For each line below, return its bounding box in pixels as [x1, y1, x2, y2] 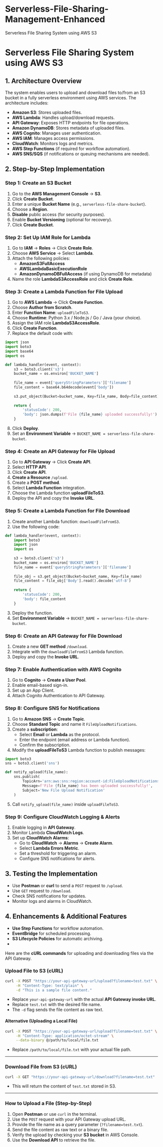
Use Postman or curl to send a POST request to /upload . [12, 882, 123, 888]
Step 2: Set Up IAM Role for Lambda [5, 234, 91, 241]
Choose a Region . [12, 206, 49, 212]
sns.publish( [14, 774, 40, 779]
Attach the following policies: [12, 255, 70, 261]
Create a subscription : [12, 726, 58, 732]
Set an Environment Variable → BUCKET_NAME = [12, 430, 106, 437]
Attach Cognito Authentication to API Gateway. [12, 693, 106, 699]
